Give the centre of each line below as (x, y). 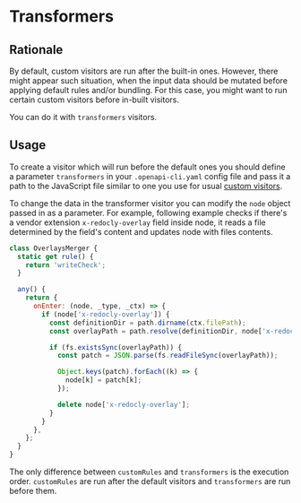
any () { (32, 290)
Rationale (36, 50)
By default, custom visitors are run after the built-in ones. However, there (144, 71)
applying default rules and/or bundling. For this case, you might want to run (148, 90)
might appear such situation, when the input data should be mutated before (149, 81)
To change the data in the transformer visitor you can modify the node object (150, 203)
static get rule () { (56, 256)
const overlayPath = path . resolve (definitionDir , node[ (155, 331)
